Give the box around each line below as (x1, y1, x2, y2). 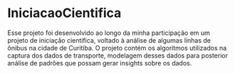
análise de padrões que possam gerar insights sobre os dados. (7, 58, 192, 67)
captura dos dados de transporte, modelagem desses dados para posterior (7, 51, 228, 60)
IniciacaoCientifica (7, 5, 122, 21)
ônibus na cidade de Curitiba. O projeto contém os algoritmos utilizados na (7, 43, 227, 52)
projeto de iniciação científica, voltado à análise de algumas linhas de (7, 36, 211, 44)
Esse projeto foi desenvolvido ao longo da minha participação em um (7, 28, 210, 37)
